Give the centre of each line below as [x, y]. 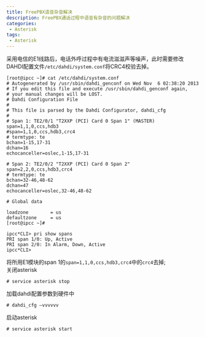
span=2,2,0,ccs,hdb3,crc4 [39, 169]
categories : [21, 23]
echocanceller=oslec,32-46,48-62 [49, 191]
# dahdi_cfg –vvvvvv [33, 305]
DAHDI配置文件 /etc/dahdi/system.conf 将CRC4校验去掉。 [79, 66]
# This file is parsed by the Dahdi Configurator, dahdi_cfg [86, 110]
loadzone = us [34, 212]
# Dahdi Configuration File [42, 99]
